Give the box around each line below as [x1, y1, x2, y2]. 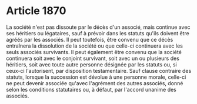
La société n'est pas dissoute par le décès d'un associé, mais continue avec [6, 24, 191, 31]
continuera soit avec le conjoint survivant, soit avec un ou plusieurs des [6, 55, 179, 62]
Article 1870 [6, 4, 66, 18]
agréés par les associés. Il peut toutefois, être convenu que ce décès [6, 36, 173, 43]
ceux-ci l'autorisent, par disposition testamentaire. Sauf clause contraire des [6, 67, 192, 74]
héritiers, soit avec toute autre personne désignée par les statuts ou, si [6, 61, 178, 68]
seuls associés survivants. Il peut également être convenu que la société [6, 48, 182, 55]
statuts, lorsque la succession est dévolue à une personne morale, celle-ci [6, 73, 186, 80]
